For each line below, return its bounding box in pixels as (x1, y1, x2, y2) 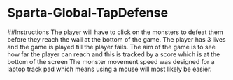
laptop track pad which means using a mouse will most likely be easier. (7, 65, 212, 73)
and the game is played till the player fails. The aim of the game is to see (7, 42, 216, 51)
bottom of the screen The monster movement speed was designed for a (7, 57, 215, 65)
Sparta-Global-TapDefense (7, 5, 169, 21)
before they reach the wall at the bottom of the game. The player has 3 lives (7, 35, 226, 43)
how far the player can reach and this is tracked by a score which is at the (7, 50, 220, 58)
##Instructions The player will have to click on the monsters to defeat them (7, 28, 223, 36)
